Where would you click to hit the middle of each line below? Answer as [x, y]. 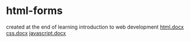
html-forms [34, 11]
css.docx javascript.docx [36, 33]
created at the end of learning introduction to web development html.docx [95, 27]
